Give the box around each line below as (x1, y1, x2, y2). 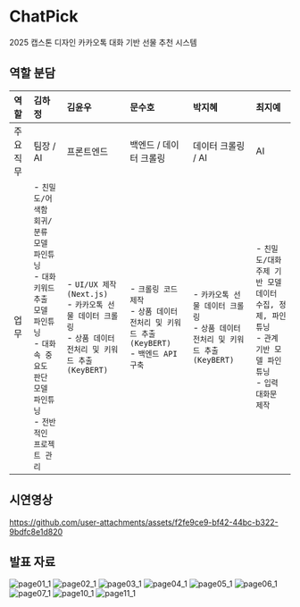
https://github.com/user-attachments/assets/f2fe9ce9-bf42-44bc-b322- (9, 517, 279, 527)
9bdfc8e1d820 (9, 526, 63, 537)
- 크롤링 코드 (129, 282, 179, 294)
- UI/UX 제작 (66, 277, 117, 290)
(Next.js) (66, 289, 109, 299)
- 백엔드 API (129, 347, 178, 359)
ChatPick (9, 6, 79, 27)
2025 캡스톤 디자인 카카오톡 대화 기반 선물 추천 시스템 (9, 37, 198, 47)
